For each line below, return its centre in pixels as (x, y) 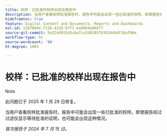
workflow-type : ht (24, 38)
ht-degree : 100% (22, 47)
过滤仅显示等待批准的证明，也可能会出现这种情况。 (57, 118)
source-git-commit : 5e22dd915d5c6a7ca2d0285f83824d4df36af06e (71, 33)
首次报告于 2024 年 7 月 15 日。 (37, 129)
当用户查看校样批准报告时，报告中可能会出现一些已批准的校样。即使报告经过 (83, 112)
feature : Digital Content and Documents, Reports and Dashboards (74, 24)
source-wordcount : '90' (30, 42)
